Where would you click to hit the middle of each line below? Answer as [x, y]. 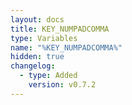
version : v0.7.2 [62, 85]
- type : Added [48, 76]
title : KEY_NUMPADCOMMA [60, 29]
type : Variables [44, 38]
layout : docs [37, 19]
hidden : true [37, 57]
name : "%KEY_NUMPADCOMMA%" [66, 47]
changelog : [33, 66]
